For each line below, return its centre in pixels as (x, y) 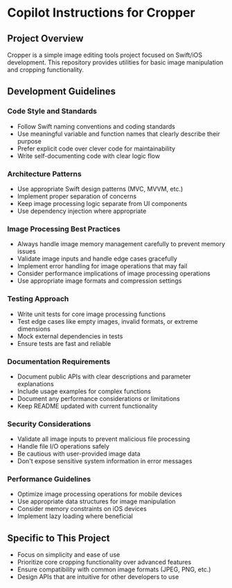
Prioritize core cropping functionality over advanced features (104, 562)
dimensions (34, 329)
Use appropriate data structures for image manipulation (96, 501)
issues (26, 252)
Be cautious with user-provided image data (79, 454)
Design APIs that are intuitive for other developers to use (98, 577)
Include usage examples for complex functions (84, 391)
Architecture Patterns (44, 173)
